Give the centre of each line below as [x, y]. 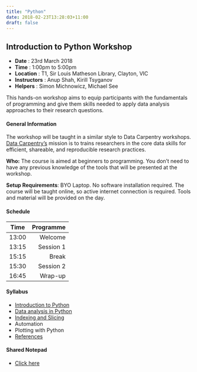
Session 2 [52, 266]
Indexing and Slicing [39, 317]
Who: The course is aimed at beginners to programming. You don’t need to [98, 161]
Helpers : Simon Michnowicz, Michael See [66, 86]
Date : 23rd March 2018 [43, 61]
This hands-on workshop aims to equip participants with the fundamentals [97, 98]
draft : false [22, 23]
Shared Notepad [27, 350]
